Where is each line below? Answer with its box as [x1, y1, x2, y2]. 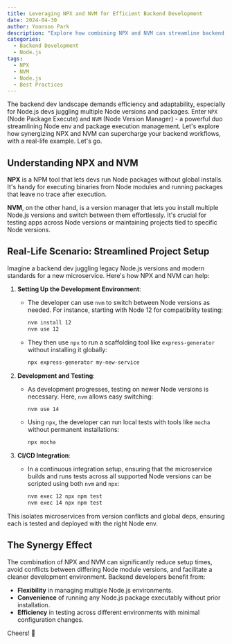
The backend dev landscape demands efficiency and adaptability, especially [7, 100, 226, 108]
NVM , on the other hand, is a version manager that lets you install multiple [7, 204, 219, 212]
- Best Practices [13, 81, 64, 88]
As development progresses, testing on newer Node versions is [27, 385, 209, 393]
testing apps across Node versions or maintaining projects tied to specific [7, 218, 218, 227]
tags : [7, 55, 23, 62]
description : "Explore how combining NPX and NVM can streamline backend [7, 29, 225, 37]
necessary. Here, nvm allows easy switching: [27, 392, 154, 401]
